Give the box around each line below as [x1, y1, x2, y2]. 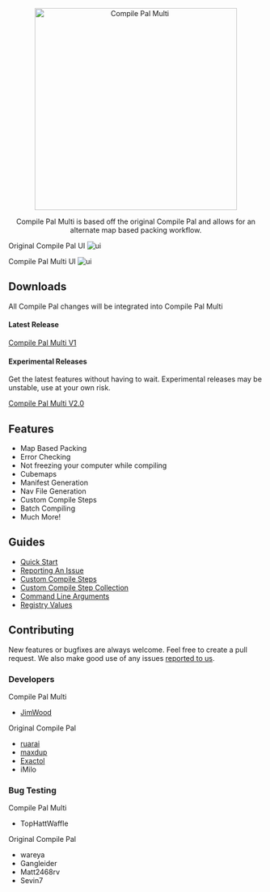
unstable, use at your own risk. [8, 383, 111, 393]
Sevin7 [19, 876, 44, 886]
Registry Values [19, 600, 73, 609]
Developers [8, 673, 55, 684]
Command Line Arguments [19, 591, 110, 601]
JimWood [19, 707, 53, 717]
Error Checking [19, 452, 71, 462]
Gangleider [19, 859, 57, 869]
